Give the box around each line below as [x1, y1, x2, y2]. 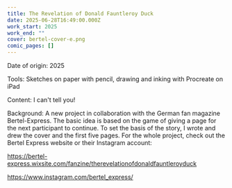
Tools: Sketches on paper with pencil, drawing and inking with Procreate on [7, 75, 224, 83]
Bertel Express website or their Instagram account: [7, 139, 153, 146]
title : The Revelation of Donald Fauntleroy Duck [7, 10, 154, 17]
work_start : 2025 [7, 23, 58, 30]
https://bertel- [7, 152, 48, 160]
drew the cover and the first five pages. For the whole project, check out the [7, 131, 226, 139]
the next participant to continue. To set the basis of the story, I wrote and [7, 124, 216, 132]
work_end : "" [7, 29, 45, 37]
